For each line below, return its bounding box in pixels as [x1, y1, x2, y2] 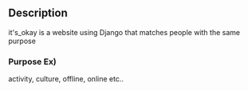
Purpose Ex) [8, 56, 57, 67]
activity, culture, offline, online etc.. [8, 74, 124, 84]
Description [8, 6, 68, 20]
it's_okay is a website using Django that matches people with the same [8, 27, 241, 37]
